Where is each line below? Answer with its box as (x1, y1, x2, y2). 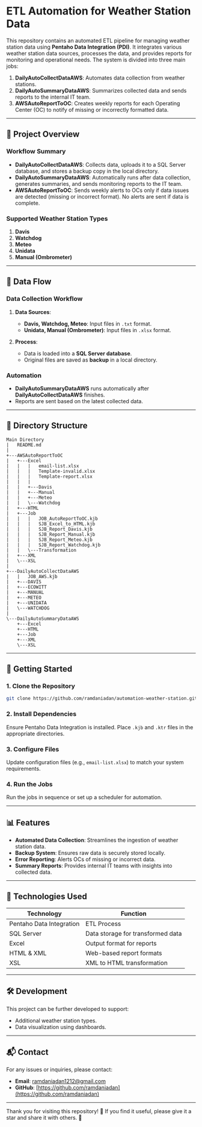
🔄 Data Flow (6, 277, 52, 287)
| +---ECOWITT (6, 584, 47, 590)
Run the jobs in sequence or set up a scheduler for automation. (6, 794, 162, 801)
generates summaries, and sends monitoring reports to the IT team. (14, 180, 183, 187)
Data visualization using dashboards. (14, 1023, 106, 1030)
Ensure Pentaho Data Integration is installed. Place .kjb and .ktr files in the (6, 723, 194, 730)
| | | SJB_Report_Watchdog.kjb (6, 542, 101, 548)
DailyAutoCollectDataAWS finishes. (14, 391, 105, 398)
